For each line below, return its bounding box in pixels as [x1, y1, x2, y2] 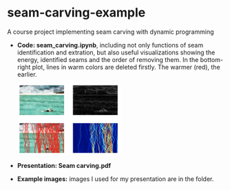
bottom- [200, 55, 224, 63]
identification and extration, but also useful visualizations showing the [17, 48, 216, 56]
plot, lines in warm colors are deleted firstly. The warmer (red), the [32, 63, 220, 71]
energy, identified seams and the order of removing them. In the [17, 55, 199, 63]
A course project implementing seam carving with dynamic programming [7, 28, 215, 36]
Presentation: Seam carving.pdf [17, 161, 112, 169]
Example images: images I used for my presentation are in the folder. [17, 174, 214, 183]
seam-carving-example [7, 5, 146, 21]
